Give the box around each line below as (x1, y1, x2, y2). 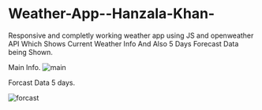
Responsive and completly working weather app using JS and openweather (8, 31, 254, 40)
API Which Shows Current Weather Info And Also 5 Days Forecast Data (8, 38, 239, 48)
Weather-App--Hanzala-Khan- (8, 5, 215, 23)
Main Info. (8, 62, 41, 71)
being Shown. (8, 47, 54, 57)
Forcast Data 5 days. (8, 78, 76, 87)
